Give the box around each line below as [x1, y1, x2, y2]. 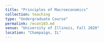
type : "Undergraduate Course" [5, 16, 68, 21]
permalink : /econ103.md [5, 21, 55, 26]
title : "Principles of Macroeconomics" [5, 7, 88, 12]
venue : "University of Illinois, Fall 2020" [5, 26, 99, 31]
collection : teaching [5, 12, 50, 17]
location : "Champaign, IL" [5, 30, 61, 35]
